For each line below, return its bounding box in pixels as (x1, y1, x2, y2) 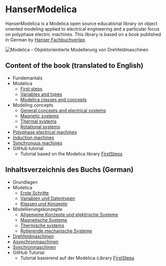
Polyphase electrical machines (12, 129, 77, 135)
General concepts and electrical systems (20, 107, 106, 113)
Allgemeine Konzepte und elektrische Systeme (20, 211, 119, 218)
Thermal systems (20, 118, 57, 124)
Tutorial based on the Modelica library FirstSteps (20, 150, 123, 156)
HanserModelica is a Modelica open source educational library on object (5, 20, 158, 26)
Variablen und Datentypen (20, 195, 75, 201)
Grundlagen (12, 179, 38, 185)
